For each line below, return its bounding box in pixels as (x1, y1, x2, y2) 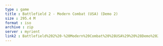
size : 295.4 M (5, 16, 36, 21)
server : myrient (5, 29, 40, 34)
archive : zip (5, 25, 34, 30)
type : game (5, 7, 29, 12)
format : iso (5, 20, 32, 25)
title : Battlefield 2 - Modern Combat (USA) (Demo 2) (5, 11, 118, 16)
